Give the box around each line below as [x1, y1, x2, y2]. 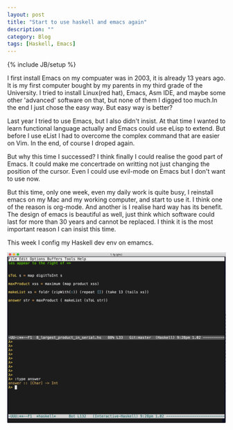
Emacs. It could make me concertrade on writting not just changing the [7, 160, 210, 168]
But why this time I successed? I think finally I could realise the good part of [7, 153, 223, 161]
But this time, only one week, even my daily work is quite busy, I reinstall [7, 188, 214, 197]
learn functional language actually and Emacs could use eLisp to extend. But [7, 124, 226, 133]
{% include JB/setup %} [7, 60, 76, 69]
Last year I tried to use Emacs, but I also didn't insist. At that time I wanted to [7, 117, 226, 125]
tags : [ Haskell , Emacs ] [7, 40, 76, 48]
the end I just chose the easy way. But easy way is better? [7, 104, 173, 112]
